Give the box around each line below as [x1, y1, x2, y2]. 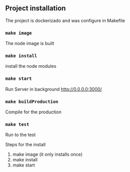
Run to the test [5, 132, 36, 138]
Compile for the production [5, 109, 62, 115]
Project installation [5, 4, 66, 13]
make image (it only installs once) [12, 151, 82, 157]
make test [5, 121, 29, 127]
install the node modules [5, 63, 57, 69]
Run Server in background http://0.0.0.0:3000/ [5, 86, 102, 92]
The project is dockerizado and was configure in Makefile [5, 17, 125, 23]
